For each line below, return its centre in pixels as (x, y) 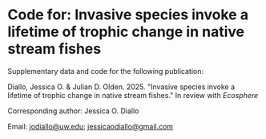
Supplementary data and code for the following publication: (105, 71)
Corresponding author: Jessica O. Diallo (73, 111)
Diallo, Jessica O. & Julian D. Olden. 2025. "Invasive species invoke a (121, 87)
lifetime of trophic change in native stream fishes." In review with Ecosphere (133, 95)
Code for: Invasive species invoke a (128, 15)
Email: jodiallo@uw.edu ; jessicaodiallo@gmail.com (91, 126)
